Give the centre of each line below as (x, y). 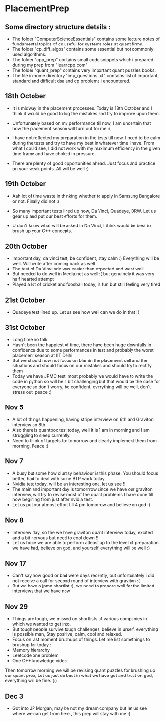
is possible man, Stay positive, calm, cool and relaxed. (67, 634)
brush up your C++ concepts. (42, 231)
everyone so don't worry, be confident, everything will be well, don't (82, 387)
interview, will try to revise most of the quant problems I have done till (83, 494)
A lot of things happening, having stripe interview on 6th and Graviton (83, 419)
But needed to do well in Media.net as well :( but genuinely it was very (83, 274)
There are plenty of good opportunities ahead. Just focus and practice (84, 163)
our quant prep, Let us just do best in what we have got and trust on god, (79, 676)
